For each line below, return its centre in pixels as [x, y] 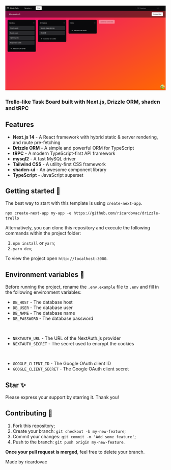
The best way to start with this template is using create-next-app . [74, 203]
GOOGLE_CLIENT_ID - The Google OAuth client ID [62, 364]
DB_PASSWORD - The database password [53, 319]
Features [20, 125]
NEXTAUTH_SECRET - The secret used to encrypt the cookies [73, 344]
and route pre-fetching [36, 142]
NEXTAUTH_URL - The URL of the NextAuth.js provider [67, 338]
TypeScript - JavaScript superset [48, 175]
